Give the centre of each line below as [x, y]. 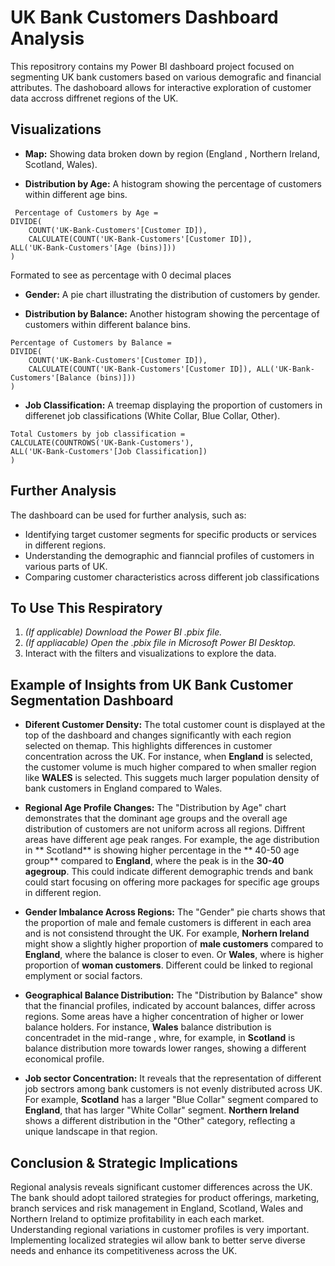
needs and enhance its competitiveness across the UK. [124, 1250]
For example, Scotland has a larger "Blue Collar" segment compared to [171, 1100]
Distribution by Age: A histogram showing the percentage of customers [173, 183]
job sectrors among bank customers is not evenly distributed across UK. [173, 1089]
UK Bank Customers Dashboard [144, 17]
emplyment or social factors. [83, 976]
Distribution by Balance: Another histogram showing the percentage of [172, 313]
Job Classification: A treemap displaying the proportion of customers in [173, 405]
